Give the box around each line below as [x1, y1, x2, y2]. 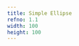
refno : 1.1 [7, 16, 38, 23]
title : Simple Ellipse [7, 9, 72, 17]
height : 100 [7, 28, 41, 36]
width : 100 [7, 22, 38, 29]
